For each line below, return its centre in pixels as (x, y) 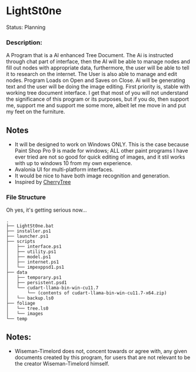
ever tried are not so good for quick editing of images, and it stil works (100, 157)
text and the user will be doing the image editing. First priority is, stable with (98, 87)
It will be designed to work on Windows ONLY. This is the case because (102, 144)
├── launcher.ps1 (27, 236)
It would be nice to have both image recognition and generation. (92, 176)
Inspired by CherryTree (43, 182)
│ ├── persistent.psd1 (36, 283)
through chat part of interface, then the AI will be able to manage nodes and (98, 62)
